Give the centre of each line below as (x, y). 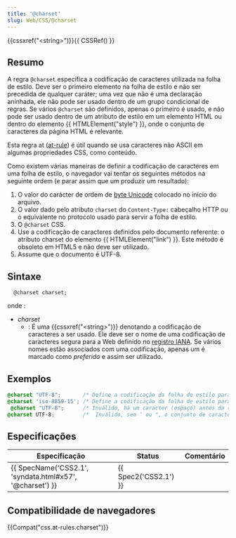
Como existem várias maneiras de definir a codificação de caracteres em (113, 166)
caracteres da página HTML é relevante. (66, 131)
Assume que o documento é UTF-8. (69, 254)
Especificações (42, 436)
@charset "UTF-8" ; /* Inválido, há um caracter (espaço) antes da (117, 408)
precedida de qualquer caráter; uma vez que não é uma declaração (105, 94)
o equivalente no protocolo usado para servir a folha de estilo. (107, 217)
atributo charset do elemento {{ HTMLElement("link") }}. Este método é (120, 240)
